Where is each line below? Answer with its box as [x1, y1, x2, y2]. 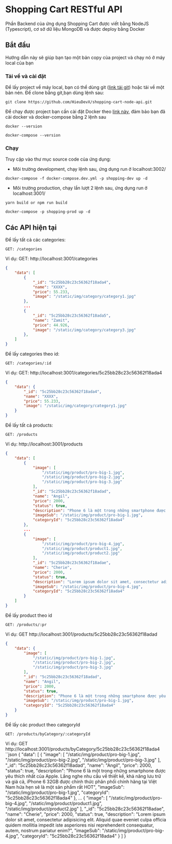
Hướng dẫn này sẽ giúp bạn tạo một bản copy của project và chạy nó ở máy [5, 54, 165, 60]
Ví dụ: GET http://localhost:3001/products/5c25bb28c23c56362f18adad [5, 631, 158, 637]
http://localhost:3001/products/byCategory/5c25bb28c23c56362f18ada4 [5, 746, 160, 752]
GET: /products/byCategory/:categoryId [5, 731, 91, 737]
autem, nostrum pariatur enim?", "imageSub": [5, 827, 101, 833]
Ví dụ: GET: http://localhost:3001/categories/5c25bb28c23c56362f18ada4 [5, 370, 162, 376]
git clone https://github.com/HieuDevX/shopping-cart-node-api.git [5, 100, 153, 105]
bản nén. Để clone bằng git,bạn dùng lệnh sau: [5, 90, 104, 96]
